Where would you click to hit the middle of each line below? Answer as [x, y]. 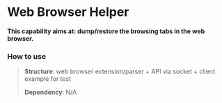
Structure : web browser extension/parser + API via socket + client [120, 72]
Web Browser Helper [68, 12]
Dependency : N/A [50, 92]
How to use [27, 56]
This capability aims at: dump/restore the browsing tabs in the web [106, 31]
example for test [48, 79]
